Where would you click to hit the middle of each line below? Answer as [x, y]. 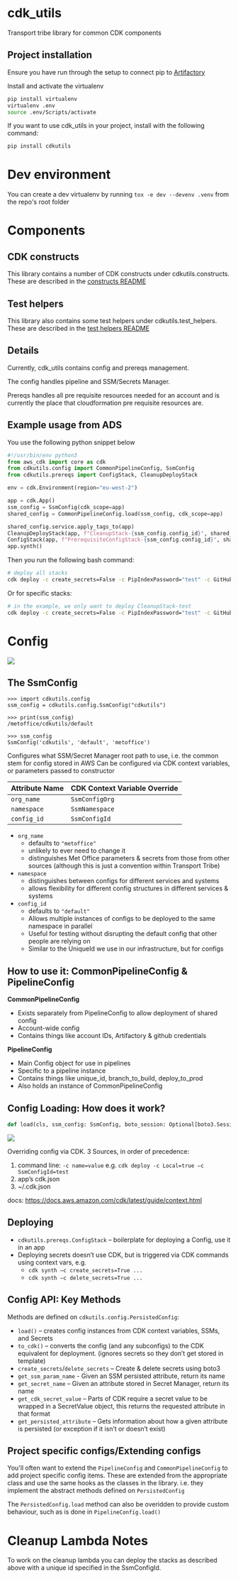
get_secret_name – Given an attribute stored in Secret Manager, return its [123, 1383]
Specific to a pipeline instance [62, 1071]
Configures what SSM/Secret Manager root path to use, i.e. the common [113, 756]
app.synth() [25, 547]
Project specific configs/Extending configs [104, 1451]
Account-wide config [49, 1028]
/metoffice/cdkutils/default [50, 724]
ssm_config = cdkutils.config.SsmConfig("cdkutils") [87, 705]
